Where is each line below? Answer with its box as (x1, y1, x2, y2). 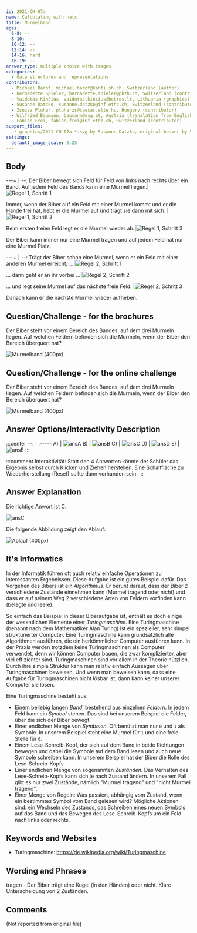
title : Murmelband (6, 19, 51, 25)
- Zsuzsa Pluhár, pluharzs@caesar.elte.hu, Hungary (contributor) (11, 107, 177, 113)
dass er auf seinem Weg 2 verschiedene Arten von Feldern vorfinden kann (6, 594, 186, 601)
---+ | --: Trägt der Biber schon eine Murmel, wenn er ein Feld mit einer (6, 254, 179, 261)
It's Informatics (6, 554, 63, 564)
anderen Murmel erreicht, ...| (6, 260, 76, 267)
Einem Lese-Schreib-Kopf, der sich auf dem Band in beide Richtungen (14, 741, 185, 748)
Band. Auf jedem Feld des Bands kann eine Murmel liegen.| (6, 183, 150, 190)
